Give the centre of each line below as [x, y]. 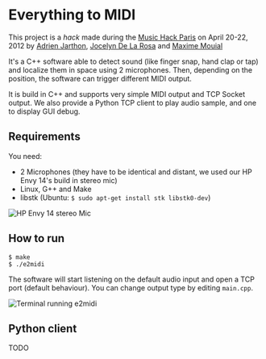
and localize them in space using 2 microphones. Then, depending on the [131, 69]
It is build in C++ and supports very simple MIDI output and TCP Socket [127, 94]
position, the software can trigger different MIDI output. [100, 78]
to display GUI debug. [44, 111]
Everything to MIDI [72, 15]
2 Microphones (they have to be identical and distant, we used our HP [136, 172]
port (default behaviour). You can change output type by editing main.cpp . [131, 287]
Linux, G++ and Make [56, 189]
